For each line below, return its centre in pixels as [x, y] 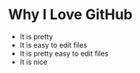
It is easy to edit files [53, 44]
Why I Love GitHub [70, 15]
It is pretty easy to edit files [64, 53]
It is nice [33, 62]
